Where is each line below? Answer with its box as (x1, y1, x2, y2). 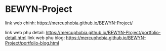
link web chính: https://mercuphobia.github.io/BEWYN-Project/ (5, 20, 133, 26)
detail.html (5, 35, 27, 41)
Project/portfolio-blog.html (5, 40, 59, 46)
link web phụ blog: (27, 35, 65, 41)
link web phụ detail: (5, 29, 45, 35)
